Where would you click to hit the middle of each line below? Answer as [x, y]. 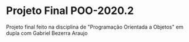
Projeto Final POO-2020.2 [70, 11]
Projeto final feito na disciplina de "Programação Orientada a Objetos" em [95, 27]
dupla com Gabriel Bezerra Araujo [47, 33]
